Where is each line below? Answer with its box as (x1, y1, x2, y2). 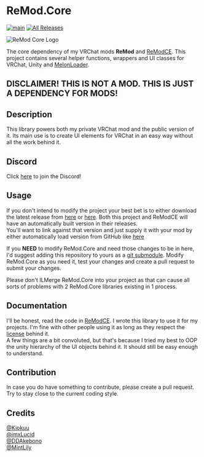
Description (6, 109, 52, 120)
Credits (6, 408, 36, 418)
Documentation (6, 300, 68, 311)
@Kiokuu (6, 424, 29, 432)
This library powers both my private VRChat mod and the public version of (6, 125, 195, 133)
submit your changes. (6, 264, 61, 271)
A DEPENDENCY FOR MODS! (6, 88, 118, 99)
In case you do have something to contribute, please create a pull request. (6, 383, 195, 391)
